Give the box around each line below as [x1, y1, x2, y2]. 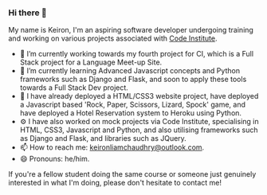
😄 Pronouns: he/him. [19, 154, 90, 164]
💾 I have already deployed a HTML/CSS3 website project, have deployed [19, 92, 259, 101]
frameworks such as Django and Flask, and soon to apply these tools [19, 75, 247, 84]
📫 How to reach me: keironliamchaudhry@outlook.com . [19, 142, 205, 152]
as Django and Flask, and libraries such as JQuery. [19, 134, 187, 143]
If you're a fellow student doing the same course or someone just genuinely [8, 170, 257, 179]
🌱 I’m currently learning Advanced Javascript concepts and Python [19, 66, 241, 76]
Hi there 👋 [8, 7, 48, 18]
